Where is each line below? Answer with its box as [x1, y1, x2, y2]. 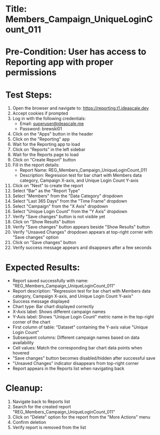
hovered [12, 350, 29, 356]
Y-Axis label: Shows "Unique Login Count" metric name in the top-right [12, 314, 154, 320]
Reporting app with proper [5, 57, 114, 68]
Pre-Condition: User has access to [5, 46, 146, 57]
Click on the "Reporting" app [12, 136, 70, 142]
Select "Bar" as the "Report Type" [12, 188, 80, 194]
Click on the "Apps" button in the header [12, 131, 93, 137]
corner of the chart [12, 319, 50, 325]
